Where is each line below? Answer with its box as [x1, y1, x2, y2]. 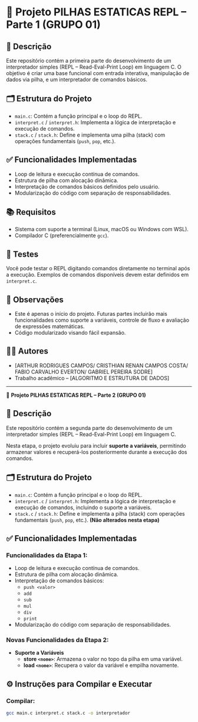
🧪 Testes [6, 249, 39, 259]
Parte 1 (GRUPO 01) [6, 18, 101, 31]
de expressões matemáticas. [14, 323, 85, 330]
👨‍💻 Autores [6, 346, 48, 357]
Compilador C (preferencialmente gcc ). [14, 232, 109, 239]
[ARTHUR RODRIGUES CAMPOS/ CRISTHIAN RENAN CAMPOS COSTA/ [14, 362, 189, 369]
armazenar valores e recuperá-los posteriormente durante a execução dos [6, 448, 187, 455]
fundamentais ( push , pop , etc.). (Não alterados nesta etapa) [14, 516, 160, 523]
